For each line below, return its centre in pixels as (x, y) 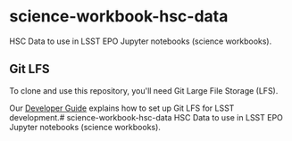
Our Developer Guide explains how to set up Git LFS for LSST (122, 108)
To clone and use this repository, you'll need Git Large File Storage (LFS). (144, 90)
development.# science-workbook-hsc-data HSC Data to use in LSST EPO (146, 117)
